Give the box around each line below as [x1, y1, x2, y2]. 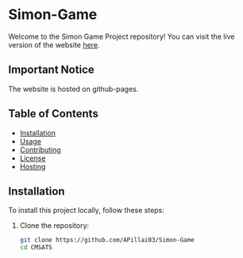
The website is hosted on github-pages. [8, 84, 139, 93]
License [19, 153, 46, 163]
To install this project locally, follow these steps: [8, 206, 165, 215]
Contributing [19, 145, 61, 154]
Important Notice [8, 63, 94, 77]
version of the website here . [8, 40, 100, 49]
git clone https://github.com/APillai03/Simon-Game [19, 236, 195, 245]
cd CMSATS [19, 244, 53, 252]
